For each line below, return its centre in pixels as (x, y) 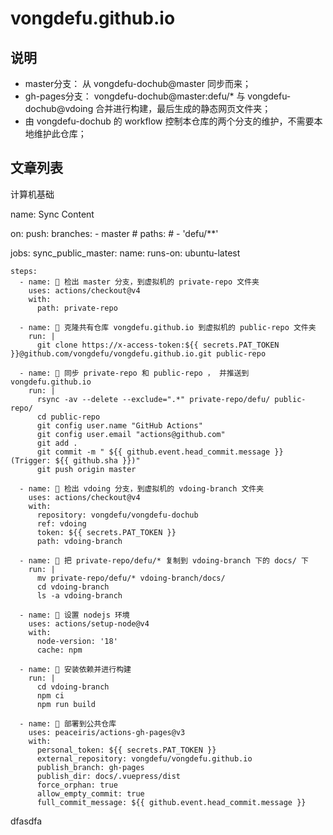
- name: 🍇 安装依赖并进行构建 (75, 669)
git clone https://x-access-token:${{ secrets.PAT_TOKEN (158, 345)
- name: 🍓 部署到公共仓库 (68, 723)
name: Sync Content (52, 214)
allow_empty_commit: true (90, 793)
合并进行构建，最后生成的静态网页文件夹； (183, 108)
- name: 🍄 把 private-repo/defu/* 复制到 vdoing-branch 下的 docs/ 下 (164, 560)
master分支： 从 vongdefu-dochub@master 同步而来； (138, 83)
